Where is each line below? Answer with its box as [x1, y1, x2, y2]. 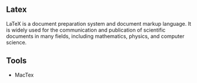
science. [6, 39, 27, 46]
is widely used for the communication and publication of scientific [6, 26, 166, 33]
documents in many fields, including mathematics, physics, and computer [6, 32, 185, 40]
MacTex [14, 71, 34, 78]
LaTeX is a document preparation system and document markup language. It [6, 20, 192, 27]
